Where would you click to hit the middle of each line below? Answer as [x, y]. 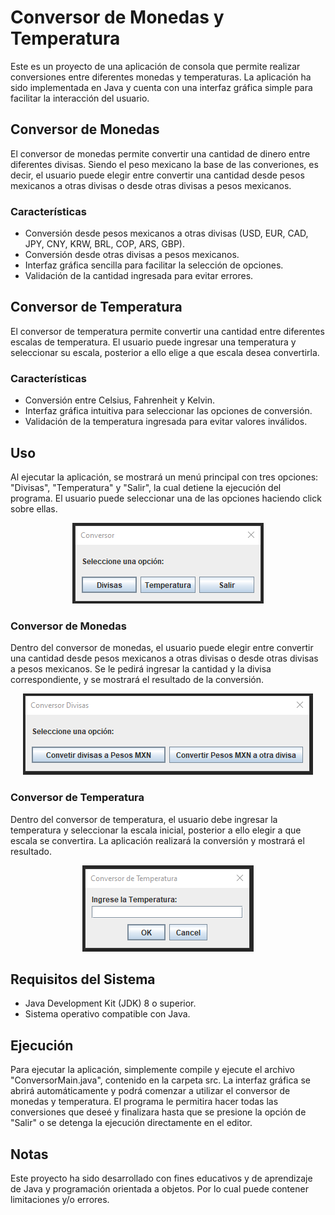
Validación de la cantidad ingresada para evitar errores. [139, 276]
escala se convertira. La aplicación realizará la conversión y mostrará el [157, 840]
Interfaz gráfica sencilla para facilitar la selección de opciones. [154, 265]
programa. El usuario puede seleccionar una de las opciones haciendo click [166, 498]
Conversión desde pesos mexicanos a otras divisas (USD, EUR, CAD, [166, 233]
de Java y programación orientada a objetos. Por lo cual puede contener [159, 1189]
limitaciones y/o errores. [60, 1199]
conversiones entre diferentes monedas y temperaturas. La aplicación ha [161, 77]
